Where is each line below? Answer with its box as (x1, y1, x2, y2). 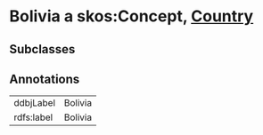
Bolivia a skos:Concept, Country (9, 6, 254, 27)
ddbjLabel (13, 97, 56, 109)
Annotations (9, 71, 80, 86)
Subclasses (9, 42, 76, 57)
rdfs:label (13, 111, 53, 123)
